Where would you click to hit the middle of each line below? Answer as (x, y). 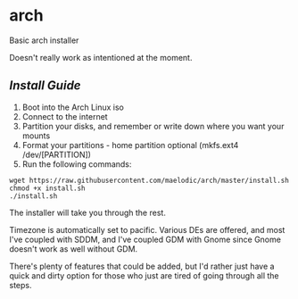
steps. (21, 285)
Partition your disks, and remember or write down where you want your (153, 126)
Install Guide (45, 86)
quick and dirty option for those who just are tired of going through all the (144, 275)
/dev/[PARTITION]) (57, 154)
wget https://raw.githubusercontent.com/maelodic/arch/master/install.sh (149, 180)
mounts (36, 136)
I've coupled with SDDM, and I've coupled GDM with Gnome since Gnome (145, 239)
